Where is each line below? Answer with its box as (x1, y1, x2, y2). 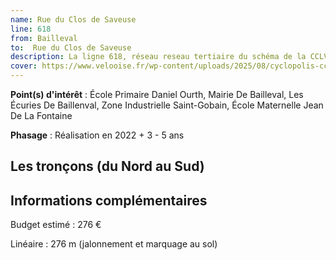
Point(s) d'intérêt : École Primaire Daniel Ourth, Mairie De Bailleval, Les (10, 89, 304, 100)
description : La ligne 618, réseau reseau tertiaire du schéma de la (10, 52, 307, 62)
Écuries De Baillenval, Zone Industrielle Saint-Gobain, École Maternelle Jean (10, 99, 324, 111)
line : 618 (10, 24, 52, 34)
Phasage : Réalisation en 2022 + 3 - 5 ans (10, 129, 185, 141)
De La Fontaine (10, 110, 73, 121)
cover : (10, 61, 38, 71)
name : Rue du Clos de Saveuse (10, 14, 137, 25)
